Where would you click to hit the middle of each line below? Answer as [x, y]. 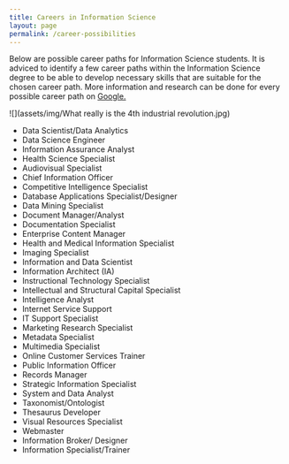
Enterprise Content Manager [74, 234]
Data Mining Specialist [63, 206]
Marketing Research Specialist [77, 328]
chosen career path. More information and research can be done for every [144, 87]
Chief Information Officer [67, 178]
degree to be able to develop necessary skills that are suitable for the [135, 78]
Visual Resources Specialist [72, 422]
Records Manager [54, 375]
